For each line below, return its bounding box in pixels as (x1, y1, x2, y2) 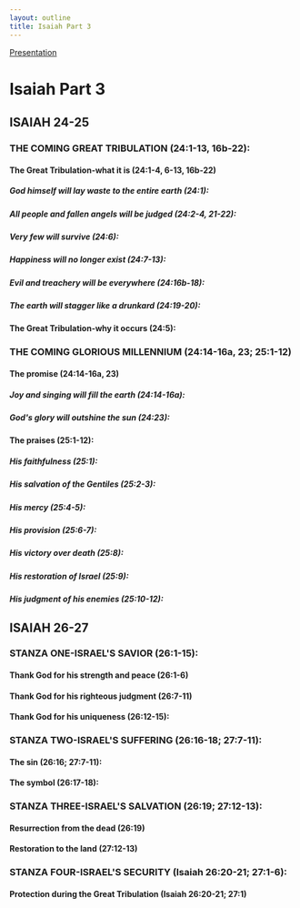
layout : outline (9, 13, 71, 23)
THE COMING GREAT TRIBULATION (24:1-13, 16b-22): (9, 142, 251, 155)
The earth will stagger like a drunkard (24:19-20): (9, 300, 201, 311)
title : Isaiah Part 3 (9, 22, 92, 31)
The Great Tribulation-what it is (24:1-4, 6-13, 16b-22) (9, 165, 216, 176)
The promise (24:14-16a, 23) (9, 368, 120, 378)
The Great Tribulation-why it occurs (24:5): (9, 323, 176, 334)
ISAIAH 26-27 (9, 620, 89, 635)
